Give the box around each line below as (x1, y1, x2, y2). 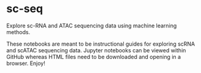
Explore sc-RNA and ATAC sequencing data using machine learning (6, 22, 177, 29)
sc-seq (6, 2, 44, 16)
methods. (6, 28, 31, 35)
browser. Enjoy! (6, 60, 46, 67)
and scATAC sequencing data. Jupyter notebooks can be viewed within (6, 46, 186, 54)
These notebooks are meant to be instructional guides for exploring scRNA (6, 40, 195, 47)
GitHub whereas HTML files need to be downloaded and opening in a (6, 53, 181, 60)
